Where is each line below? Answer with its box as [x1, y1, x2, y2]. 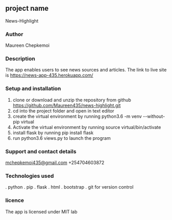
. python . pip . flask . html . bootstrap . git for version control [5, 184, 133, 190]
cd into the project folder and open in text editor [12, 107, 114, 114]
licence [5, 197, 24, 204]
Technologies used [5, 172, 54, 179]
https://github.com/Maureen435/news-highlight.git [12, 102, 121, 108]
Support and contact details [5, 148, 77, 155]
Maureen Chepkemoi [5, 42, 50, 48]
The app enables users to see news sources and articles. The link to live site [5, 67, 167, 73]
